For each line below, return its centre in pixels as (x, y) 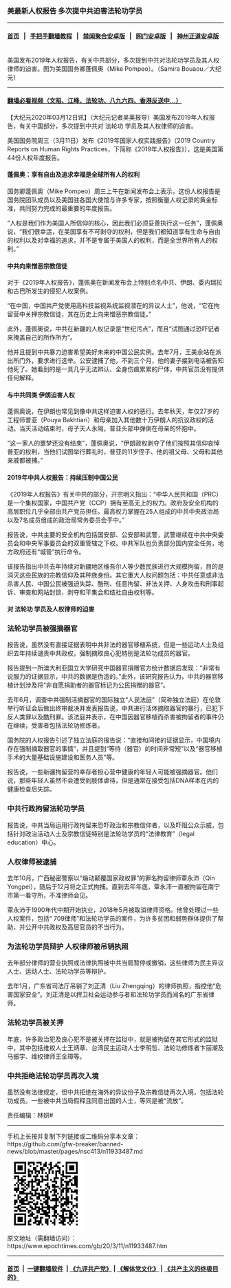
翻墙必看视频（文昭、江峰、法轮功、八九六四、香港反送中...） (95, 100)
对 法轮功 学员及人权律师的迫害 (51, 609)
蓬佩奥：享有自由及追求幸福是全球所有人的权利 (73, 175)
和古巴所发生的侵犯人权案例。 (49, 291)
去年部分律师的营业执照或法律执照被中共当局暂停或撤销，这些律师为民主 (109, 963)
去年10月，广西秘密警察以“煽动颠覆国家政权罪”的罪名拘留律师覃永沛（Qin (111, 878)
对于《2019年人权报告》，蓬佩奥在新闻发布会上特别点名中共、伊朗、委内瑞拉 (115, 283)
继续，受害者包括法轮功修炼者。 (58, 725)
